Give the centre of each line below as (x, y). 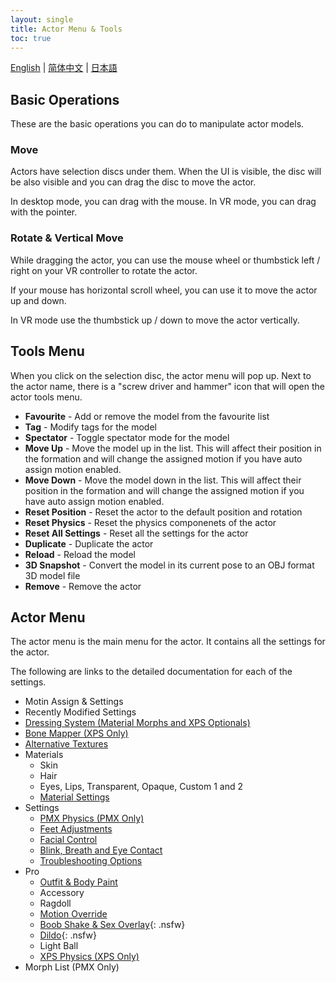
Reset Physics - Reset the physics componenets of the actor (150, 522)
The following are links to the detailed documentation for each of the (151, 672)
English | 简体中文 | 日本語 (64, 68)
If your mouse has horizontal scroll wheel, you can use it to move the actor (164, 290)
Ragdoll (55, 903)
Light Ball (59, 946)
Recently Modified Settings (80, 712)
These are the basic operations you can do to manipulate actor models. (157, 124)
